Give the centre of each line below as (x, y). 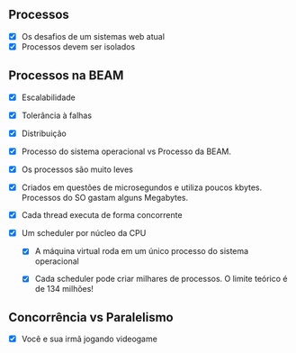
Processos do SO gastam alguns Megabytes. (105, 198)
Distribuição (44, 133)
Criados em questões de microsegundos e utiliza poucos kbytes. (142, 187)
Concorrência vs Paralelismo (91, 317)
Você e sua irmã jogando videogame (90, 339)
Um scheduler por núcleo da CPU (84, 233)
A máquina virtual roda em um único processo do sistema (142, 251)
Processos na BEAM (66, 76)
